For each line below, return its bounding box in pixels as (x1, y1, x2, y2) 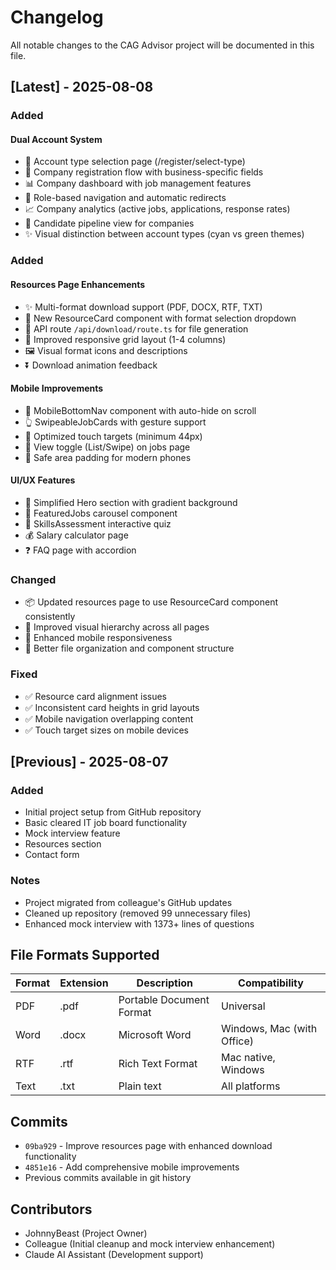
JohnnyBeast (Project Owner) (24, 1227, 148, 1239)
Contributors (10, 1201, 93, 1218)
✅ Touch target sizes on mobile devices (24, 724, 190, 736)
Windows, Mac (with (221, 1022, 318, 1036)
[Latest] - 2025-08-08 (10, 79, 154, 96)
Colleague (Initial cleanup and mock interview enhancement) (24, 1238, 276, 1250)
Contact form (24, 849, 80, 861)
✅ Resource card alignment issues (24, 690, 168, 702)
